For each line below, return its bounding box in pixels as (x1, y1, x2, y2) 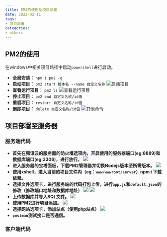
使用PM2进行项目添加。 (12, 200, 62, 206)
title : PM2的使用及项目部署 (5, 7, 57, 12)
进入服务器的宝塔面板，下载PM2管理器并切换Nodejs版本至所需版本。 (12, 162, 155, 168)
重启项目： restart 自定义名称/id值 (12, 99, 83, 105)
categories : (5, 26, 30, 31)
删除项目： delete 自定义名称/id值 (12, 105, 81, 112)
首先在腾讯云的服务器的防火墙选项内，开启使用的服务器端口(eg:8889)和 (12, 150, 161, 156)
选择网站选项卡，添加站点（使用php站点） (12, 206, 99, 212)
